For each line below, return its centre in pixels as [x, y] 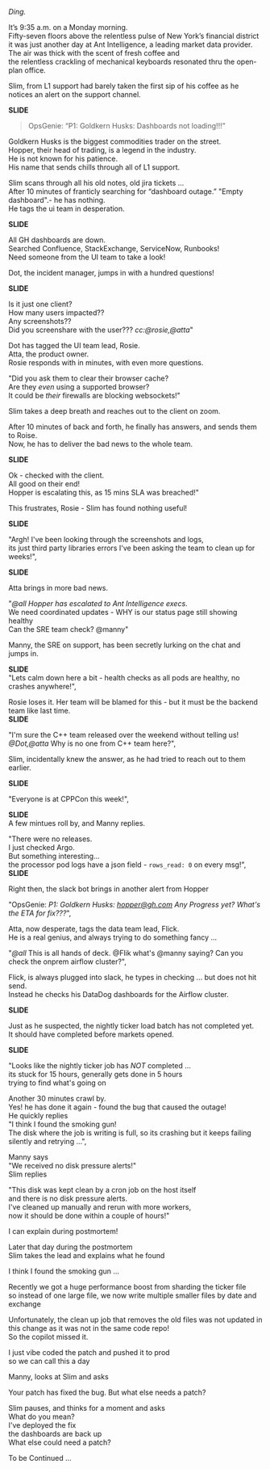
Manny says [28, 1157]
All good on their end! [44, 484]
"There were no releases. [50, 839]
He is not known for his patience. [63, 158]
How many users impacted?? [56, 313]
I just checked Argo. [42, 847]
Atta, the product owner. [49, 354]
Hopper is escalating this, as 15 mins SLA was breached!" [104, 492]
